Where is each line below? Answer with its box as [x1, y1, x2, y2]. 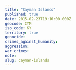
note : [5, 53, 16, 58]
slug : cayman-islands [5, 58, 50, 63]
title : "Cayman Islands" [5, 7, 56, 12]
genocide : [5, 35, 25, 40]
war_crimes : [5, 48, 29, 53]
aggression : [5, 44, 29, 49]
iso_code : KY [5, 26, 32, 31]
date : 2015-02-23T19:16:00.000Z [5, 16, 71, 21]
